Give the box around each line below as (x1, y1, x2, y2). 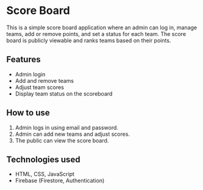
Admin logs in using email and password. (15, 124, 119, 131)
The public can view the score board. (15, 136, 109, 144)
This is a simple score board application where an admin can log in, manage (6, 24, 198, 31)
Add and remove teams (15, 77, 74, 84)
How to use (6, 108, 50, 118)
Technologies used (6, 154, 80, 164)
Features (6, 54, 41, 65)
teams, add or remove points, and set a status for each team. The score (6, 30, 187, 37)
